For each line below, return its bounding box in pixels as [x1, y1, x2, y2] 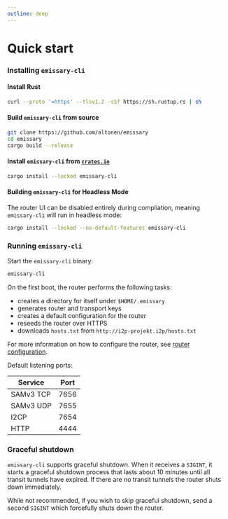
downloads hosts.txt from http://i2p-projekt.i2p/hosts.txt [17, 326, 197, 335]
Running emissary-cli [7, 241, 83, 251]
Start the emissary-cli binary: [7, 257, 93, 265]
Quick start [7, 40, 73, 56]
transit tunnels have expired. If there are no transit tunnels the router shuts [7, 476, 222, 484]
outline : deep [7, 10, 49, 18]
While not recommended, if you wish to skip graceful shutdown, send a [7, 497, 213, 505]
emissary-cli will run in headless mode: [7, 211, 122, 219]
